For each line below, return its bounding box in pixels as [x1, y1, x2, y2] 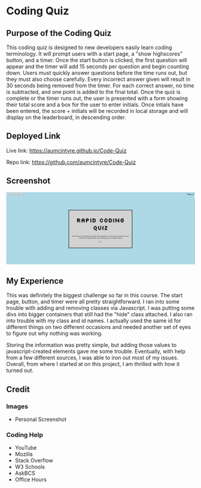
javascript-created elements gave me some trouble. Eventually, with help [6, 348, 185, 355]
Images [6, 402, 29, 410]
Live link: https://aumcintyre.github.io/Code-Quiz [6, 147, 127, 154]
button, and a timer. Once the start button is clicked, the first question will [6, 57, 187, 63]
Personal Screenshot [14, 416, 67, 423]
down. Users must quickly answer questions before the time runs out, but [6, 69, 187, 76]
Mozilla [14, 450, 33, 458]
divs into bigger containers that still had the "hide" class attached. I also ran [6, 311, 193, 318]
